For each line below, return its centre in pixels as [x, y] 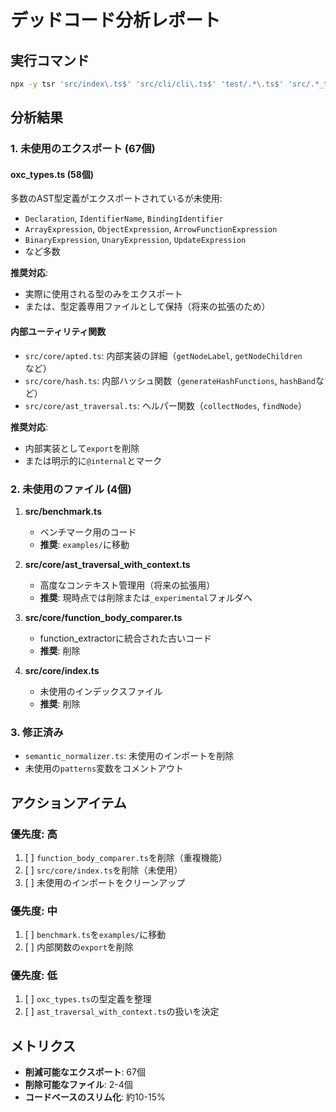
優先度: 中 [34, 911]
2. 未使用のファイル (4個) [71, 489]
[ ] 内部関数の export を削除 [79, 947]
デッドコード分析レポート [116, 20]
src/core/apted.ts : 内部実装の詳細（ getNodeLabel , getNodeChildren [163, 355]
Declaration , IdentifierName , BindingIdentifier [124, 218]
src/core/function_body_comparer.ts [103, 617]
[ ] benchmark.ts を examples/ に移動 [95, 935]
